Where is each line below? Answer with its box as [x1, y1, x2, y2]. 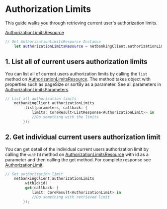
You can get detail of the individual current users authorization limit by [5, 146, 149, 152]
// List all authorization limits [5, 96, 77, 101]
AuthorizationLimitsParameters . [5, 86, 70, 92]
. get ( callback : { [23, 185, 59, 191]
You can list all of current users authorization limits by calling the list [5, 70, 148, 76]
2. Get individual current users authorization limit [5, 133, 161, 141]
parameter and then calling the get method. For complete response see [5, 156, 151, 162]
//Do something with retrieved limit [31, 195, 110, 200]
